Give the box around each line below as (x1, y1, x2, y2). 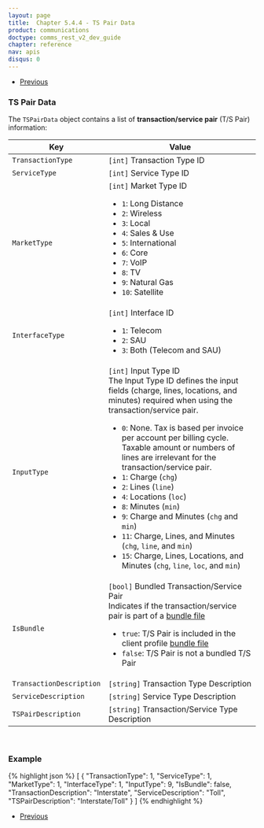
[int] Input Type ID (108, 365, 181, 376)
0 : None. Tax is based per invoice (121, 423, 244, 434)
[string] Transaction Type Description (108, 678, 251, 689)
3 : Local (121, 218, 151, 229)
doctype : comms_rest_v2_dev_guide (8, 33, 122, 42)
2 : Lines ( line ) (121, 482, 174, 493)
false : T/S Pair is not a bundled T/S (121, 648, 251, 659)
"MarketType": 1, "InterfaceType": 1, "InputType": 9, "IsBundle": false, (8, 780, 232, 789)
